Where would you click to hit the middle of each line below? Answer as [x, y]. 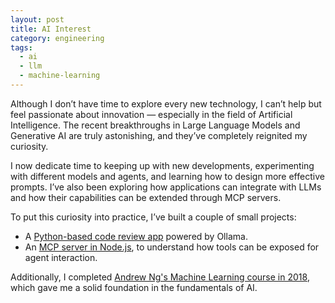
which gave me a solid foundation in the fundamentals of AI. [134, 287]
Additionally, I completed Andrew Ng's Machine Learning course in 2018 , [160, 277]
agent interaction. [61, 257]
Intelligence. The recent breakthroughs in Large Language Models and [155, 125]
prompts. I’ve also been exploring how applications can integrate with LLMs [166, 187]
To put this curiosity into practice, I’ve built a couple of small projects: [153, 217]
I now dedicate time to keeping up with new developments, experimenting [162, 165]
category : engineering [57, 38]
